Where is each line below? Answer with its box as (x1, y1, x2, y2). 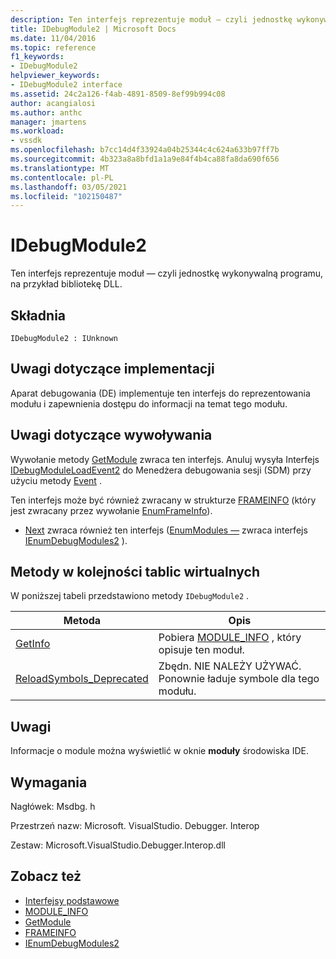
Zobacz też (10, 868, 82, 885)
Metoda (63, 614, 102, 628)
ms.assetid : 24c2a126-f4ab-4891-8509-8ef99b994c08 (10, 89, 226, 99)
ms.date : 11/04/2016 (10, 33, 97, 43)
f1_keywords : (10, 52, 65, 62)
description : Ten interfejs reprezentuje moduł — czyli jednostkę (10, 14, 293, 25)
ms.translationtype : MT (10, 163, 110, 173)
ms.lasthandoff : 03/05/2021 (10, 182, 128, 192)
